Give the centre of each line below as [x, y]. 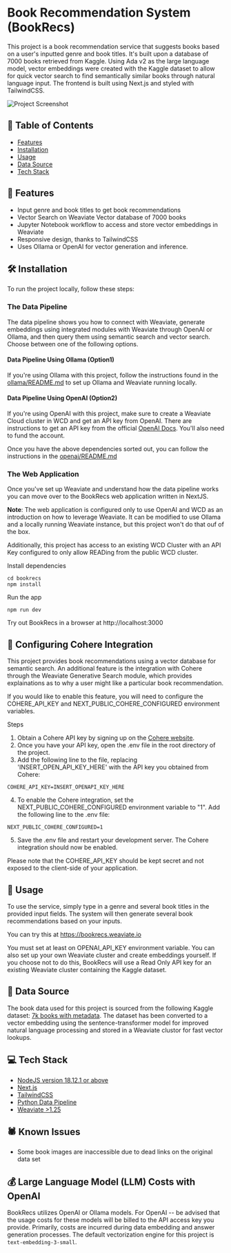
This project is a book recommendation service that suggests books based [113, 46]
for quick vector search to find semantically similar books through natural [111, 76]
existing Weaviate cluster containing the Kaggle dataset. [87, 970]
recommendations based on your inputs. [65, 921]
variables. [21, 711]
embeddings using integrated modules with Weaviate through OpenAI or [110, 329]
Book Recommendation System [99, 13]
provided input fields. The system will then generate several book [100, 914]
